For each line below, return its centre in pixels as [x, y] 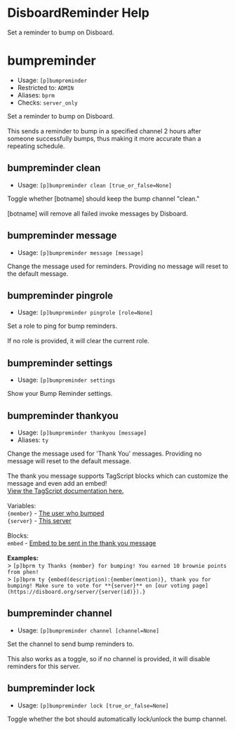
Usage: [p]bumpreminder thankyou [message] [82, 432]
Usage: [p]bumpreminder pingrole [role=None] [85, 312]
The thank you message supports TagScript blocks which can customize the [118, 476]
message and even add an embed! [57, 483]
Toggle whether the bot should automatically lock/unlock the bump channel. [117, 719]
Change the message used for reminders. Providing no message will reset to [118, 266]
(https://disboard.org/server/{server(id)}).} [76, 592]
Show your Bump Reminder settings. [60, 394]
